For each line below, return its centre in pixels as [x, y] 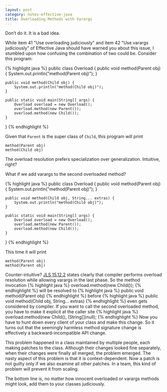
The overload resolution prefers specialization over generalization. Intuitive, [83, 159]
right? [11, 164]
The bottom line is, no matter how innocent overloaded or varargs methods [82, 379]
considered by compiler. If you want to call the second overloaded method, [82, 306]
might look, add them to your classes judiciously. [55, 384]
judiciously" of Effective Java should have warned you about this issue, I [80, 48]
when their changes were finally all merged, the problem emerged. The [78, 353]
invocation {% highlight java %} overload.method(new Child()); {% [73, 285]
